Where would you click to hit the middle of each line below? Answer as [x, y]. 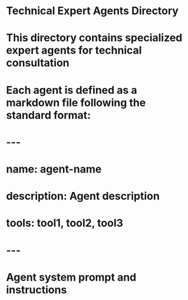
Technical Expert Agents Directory [92, 11]
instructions [37, 290]
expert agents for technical [74, 50]
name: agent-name [54, 169]
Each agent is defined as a [72, 90]
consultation [38, 63]
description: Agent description [83, 196]
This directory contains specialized [94, 38]
